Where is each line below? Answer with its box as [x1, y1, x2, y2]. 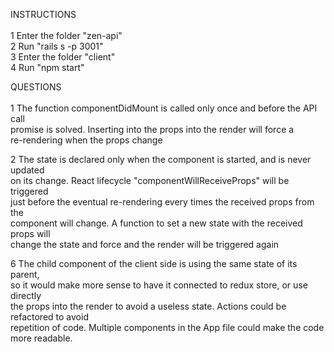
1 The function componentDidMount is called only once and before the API [10, 102, 318, 114]
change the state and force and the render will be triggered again [10, 239, 280, 250]
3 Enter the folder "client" [10, 51, 116, 63]
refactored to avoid [10, 311, 89, 323]
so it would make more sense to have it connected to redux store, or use [10, 279, 308, 291]
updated [10, 164, 45, 176]
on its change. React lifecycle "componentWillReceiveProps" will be [10, 175, 290, 186]
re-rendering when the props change [10, 134, 163, 146]
